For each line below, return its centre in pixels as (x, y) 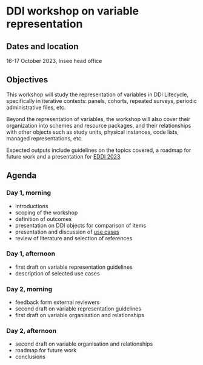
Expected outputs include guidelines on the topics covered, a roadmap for (99, 150)
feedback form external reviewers (57, 302)
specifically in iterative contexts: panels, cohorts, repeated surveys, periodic (101, 100)
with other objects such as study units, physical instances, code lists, (93, 132)
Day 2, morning (29, 289)
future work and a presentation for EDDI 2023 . (64, 156)
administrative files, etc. (36, 107)
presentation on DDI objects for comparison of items (81, 225)
